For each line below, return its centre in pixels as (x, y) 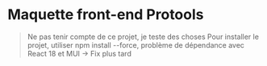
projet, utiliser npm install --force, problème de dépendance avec (136, 45)
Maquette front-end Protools (106, 15)
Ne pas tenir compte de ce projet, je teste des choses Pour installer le (143, 37)
